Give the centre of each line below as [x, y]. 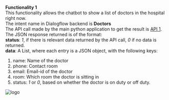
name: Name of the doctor [40, 60]
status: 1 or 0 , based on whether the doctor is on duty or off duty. [81, 82]
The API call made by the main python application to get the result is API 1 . [84, 29]
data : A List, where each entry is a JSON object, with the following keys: [81, 51]
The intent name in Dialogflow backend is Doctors [58, 23]
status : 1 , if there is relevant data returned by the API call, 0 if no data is [81, 40]
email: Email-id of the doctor [43, 71]
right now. [16, 18]
